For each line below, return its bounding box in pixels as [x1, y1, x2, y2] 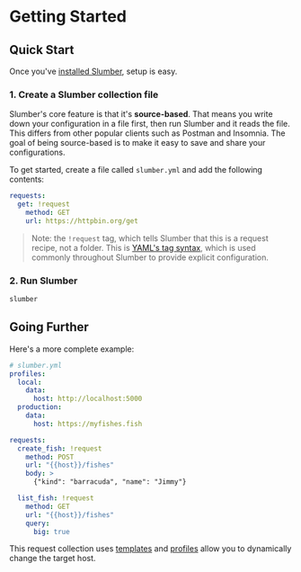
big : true [32, 527, 70, 536]
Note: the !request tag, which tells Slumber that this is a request [31, 232, 269, 244]
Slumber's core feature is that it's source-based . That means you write [9, 109, 273, 120]
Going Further [9, 319, 90, 335]
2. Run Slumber [9, 274, 78, 287]
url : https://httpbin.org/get [25, 216, 139, 226]
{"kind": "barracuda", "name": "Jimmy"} [32, 478, 187, 487]
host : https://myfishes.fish [32, 419, 143, 428]
